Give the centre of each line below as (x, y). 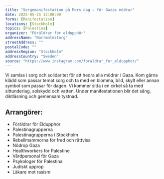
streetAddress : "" (24, 42)
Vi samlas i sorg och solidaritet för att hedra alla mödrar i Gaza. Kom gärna (82, 75)
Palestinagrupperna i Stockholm (45, 135)
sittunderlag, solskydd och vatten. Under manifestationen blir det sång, (78, 91)
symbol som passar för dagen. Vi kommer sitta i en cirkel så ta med (74, 86)
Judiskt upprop (28, 167)
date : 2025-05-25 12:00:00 (33, 14)
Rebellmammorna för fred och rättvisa (51, 140)
